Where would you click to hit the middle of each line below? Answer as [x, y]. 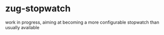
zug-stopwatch [38, 9]
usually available [22, 27]
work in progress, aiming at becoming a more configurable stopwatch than [82, 22]
